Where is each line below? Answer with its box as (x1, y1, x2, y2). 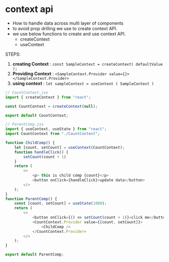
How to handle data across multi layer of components (12, 20, 124, 26)
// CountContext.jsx (5, 90, 49, 95)
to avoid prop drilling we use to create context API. (12, 25, 118, 31)
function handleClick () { (14, 150, 69, 155)
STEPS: (5, 51, 21, 57)
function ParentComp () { (5, 196, 57, 201)
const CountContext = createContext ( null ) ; (5, 104, 98, 109)
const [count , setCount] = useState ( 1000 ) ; (14, 201, 107, 206)
